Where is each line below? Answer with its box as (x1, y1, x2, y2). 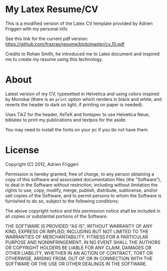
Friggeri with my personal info (5, 25, 68, 31)
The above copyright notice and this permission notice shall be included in (5, 208, 160, 214)
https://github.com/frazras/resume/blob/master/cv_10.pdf (5, 41, 125, 47)
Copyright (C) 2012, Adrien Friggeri (5, 161, 79, 167)
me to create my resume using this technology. (5, 56, 103, 62)
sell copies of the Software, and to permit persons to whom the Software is (5, 192, 162, 198)
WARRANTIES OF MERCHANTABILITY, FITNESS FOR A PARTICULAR (5, 233, 148, 240)
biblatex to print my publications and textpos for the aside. (5, 117, 127, 123)
